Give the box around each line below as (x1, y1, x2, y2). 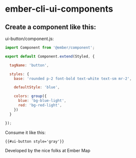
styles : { (9, 72, 29, 77)
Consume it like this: (5, 129, 46, 135)
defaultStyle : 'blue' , (14, 85, 60, 90)
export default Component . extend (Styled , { (5, 54, 95, 59)
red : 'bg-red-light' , (18, 103, 62, 108)
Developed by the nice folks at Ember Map (5, 147, 91, 153)
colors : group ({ (14, 94, 47, 99)
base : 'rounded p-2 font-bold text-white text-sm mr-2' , (14, 76, 132, 81)
